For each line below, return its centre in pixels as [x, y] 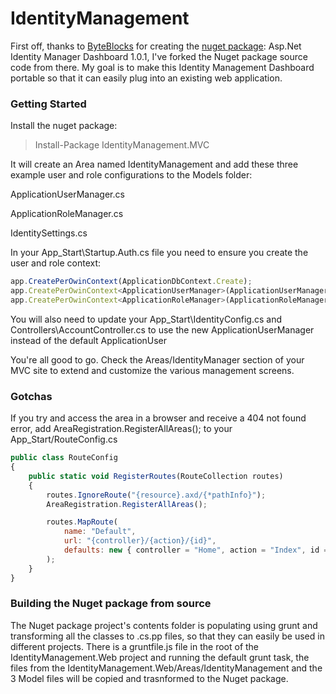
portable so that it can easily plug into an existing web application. [146, 78]
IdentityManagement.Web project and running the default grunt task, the [160, 657]
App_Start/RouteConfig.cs [64, 439]
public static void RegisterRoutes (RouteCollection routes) [156, 476]
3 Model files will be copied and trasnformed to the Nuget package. [149, 678]
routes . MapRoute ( [82, 522]
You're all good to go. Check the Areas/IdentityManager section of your [157, 359]
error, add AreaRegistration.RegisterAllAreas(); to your [121, 429]
